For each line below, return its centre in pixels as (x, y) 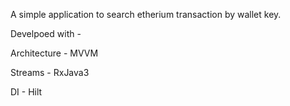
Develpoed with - (46, 33)
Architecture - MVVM (54, 53)
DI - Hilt (26, 92)
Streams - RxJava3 (50, 72)
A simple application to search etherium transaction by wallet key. (146, 14)
